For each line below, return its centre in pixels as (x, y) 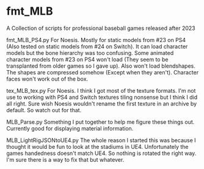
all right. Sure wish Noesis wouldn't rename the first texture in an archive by (102, 103)
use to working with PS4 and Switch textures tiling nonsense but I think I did (102, 97)
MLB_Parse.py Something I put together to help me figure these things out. (100, 122)
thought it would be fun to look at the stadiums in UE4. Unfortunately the (97, 146)
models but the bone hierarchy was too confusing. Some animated (90, 52)
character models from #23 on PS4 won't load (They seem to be (87, 59)
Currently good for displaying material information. (70, 128)
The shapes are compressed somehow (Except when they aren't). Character (103, 72)
